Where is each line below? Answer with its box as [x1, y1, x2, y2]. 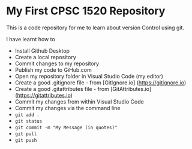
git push [14, 137, 37, 143]
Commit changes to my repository [14, 60, 100, 67]
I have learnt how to [6, 35, 55, 42]
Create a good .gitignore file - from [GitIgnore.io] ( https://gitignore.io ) [14, 79, 187, 86]
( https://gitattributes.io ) [14, 92, 73, 99]
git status [14, 118, 43, 124]
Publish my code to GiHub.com [14, 66, 92, 73]
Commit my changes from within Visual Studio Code [14, 98, 144, 105]
